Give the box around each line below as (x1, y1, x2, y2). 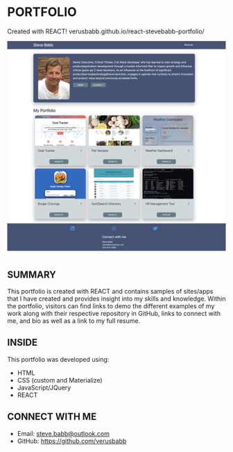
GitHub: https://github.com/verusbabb (17, 437, 127, 445)
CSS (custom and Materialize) (17, 376, 103, 384)
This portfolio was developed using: (7, 355, 110, 363)
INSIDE (7, 337, 38, 349)
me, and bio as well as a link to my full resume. (7, 317, 141, 325)
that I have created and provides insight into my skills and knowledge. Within (7, 294, 227, 303)
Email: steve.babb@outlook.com (17, 429, 110, 437)
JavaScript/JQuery (17, 383, 71, 392)
